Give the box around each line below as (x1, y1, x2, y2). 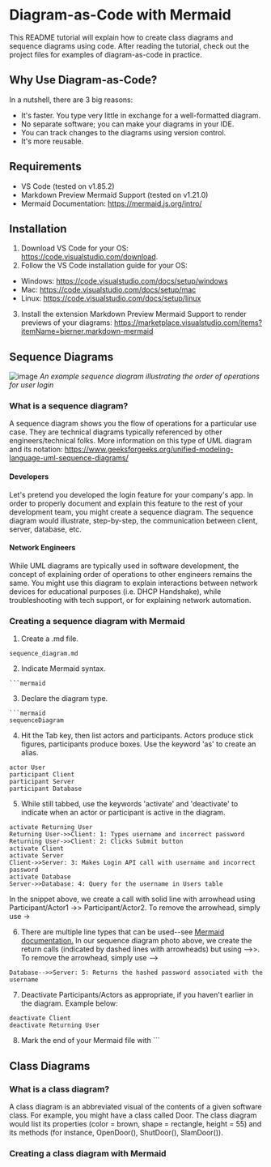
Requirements (9, 160, 82, 173)
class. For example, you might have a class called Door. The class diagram (9, 1110, 257, 1120)
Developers (9, 472, 49, 481)
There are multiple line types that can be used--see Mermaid (20, 927, 225, 937)
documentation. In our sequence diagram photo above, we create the (20, 936, 252, 946)
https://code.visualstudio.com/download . (20, 252, 159, 262)
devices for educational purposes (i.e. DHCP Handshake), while (9, 586, 222, 596)
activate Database (9, 873, 71, 881)
